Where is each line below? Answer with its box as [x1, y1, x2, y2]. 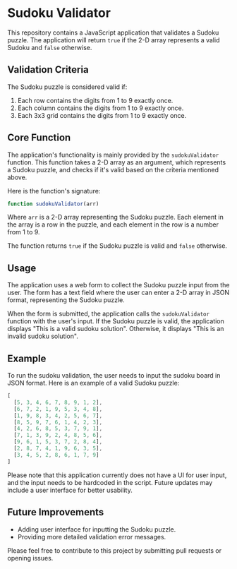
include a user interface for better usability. [7, 486, 133, 494]
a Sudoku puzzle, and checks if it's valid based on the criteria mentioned [7, 165, 219, 174]
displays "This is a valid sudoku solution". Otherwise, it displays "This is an [7, 325, 224, 333]
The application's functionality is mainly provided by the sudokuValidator [7, 150, 219, 159]
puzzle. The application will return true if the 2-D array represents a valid [7, 35, 220, 44]
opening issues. [7, 553, 54, 562]
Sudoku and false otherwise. [7, 43, 92, 52]
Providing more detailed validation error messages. [17, 532, 166, 541]
